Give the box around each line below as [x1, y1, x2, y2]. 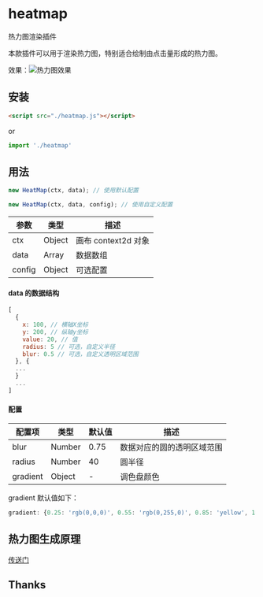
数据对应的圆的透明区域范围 [120, 442, 223, 453]
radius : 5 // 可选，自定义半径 [22, 343, 116, 350]
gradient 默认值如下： [8, 493, 79, 502]
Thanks [8, 578, 46, 591]
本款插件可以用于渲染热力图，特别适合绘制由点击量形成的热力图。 [8, 48, 222, 57]
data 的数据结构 [8, 288, 60, 298]
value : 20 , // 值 [22, 336, 78, 343]
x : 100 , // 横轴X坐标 [22, 321, 89, 329]
